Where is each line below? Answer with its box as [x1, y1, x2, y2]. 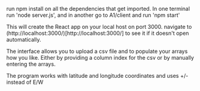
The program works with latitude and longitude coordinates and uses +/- [6, 72, 188, 79]
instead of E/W [6, 78, 44, 86]
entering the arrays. [6, 60, 56, 67]
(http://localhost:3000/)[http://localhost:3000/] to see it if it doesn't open [6, 30, 190, 37]
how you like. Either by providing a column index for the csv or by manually [6, 54, 195, 61]
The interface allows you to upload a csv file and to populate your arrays [6, 48, 188, 55]
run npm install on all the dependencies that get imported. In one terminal [6, 5, 190, 12]
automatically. [6, 36, 41, 43]
